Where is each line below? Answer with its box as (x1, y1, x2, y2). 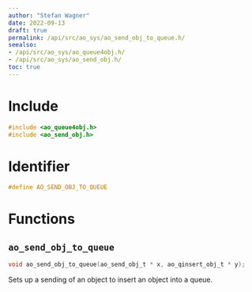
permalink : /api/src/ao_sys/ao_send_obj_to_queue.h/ (8, 33, 186, 42)
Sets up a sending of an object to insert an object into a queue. (8, 275, 213, 285)
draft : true (8, 26, 47, 34)
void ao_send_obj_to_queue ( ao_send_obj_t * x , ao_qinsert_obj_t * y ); (8, 260, 246, 269)
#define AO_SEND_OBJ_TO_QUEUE (8, 184, 108, 192)
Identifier (8, 157, 70, 175)
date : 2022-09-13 (8, 19, 66, 27)
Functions (8, 210, 75, 228)
